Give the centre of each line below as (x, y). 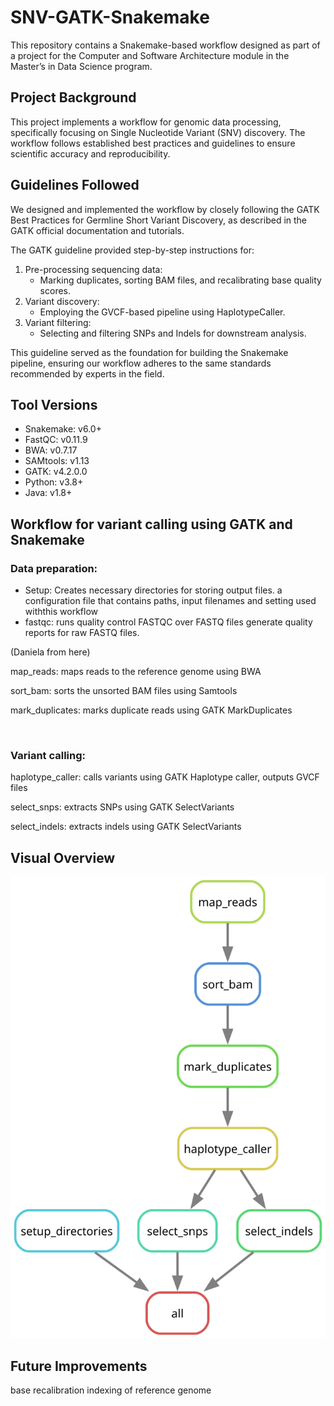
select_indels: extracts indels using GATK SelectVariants (126, 827)
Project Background (73, 97)
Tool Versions (54, 404)
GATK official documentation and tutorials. (97, 230)
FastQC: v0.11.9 (56, 440)
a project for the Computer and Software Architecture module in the (150, 55)
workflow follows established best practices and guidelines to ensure (153, 143)
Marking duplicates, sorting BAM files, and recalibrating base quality (180, 280)
